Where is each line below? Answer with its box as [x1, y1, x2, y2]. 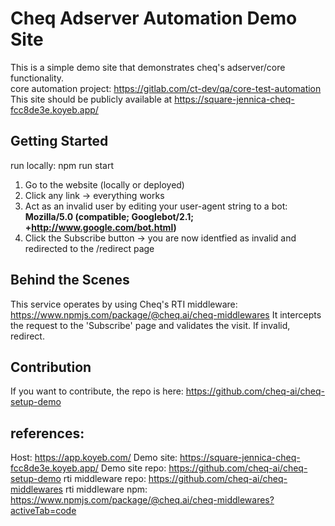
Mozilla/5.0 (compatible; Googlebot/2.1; [24, 210, 195, 222]
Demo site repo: [100, 462, 167, 474]
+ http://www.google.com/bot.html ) [24, 221, 177, 233]
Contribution [10, 358, 92, 376]
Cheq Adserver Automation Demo [10, 7, 298, 30]
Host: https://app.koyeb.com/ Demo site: [10, 452, 178, 464]
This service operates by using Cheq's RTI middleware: [10, 298, 238, 310]
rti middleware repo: [63, 473, 147, 485]
